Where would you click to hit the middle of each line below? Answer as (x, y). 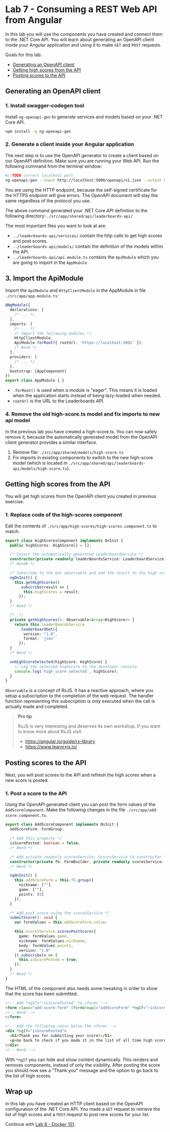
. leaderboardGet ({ (38, 629)
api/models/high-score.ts (40, 469)
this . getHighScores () (37, 582)
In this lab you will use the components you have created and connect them (84, 34)
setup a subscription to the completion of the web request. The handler (80, 696)
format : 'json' (39, 639)
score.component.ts (26, 816)
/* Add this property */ (36, 839)
